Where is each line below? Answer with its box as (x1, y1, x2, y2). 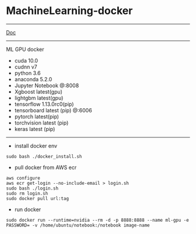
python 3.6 (14, 69, 41, 77)
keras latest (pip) (14, 125, 55, 132)
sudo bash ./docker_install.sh (6, 153, 82, 159)
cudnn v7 (14, 63, 37, 70)
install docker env (14, 142, 57, 149)
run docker (14, 206, 41, 213)
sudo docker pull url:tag (6, 195, 69, 201)
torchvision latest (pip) (14, 119, 69, 126)
